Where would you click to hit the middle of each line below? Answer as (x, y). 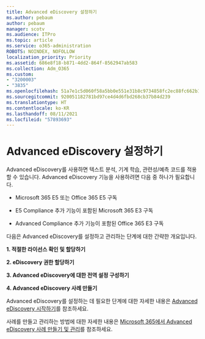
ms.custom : (20, 74)
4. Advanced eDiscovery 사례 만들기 (52, 288)
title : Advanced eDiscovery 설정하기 (52, 12)
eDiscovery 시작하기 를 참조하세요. (48, 309)
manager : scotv (26, 29)
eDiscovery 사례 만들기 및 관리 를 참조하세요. (59, 329)
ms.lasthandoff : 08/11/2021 (42, 114)
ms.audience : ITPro (31, 35)
